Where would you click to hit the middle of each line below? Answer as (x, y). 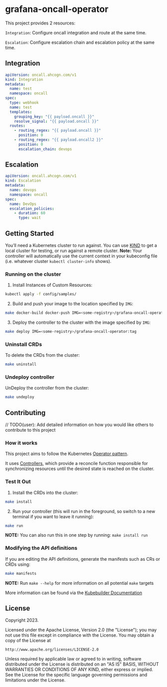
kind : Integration (24, 79)
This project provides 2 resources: (40, 23)
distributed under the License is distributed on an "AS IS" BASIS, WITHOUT (82, 664)
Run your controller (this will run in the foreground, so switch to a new (84, 511)
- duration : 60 (30, 213)
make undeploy (20, 397)
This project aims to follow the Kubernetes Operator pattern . (67, 454)
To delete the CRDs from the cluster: (42, 355)
